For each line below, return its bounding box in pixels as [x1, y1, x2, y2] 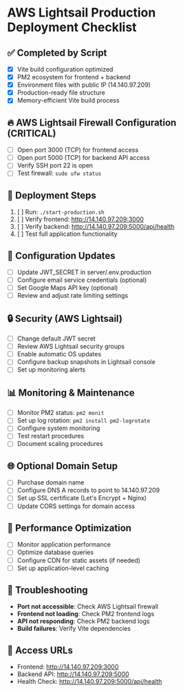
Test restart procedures [17, 432, 85, 440]
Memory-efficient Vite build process [17, 96, 120, 105]
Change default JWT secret [17, 334, 96, 343]
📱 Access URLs [7, 644, 74, 656]
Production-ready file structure [17, 88, 105, 97]
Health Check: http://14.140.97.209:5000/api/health [17, 678, 162, 686]
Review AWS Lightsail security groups [17, 343, 125, 351]
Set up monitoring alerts [17, 365, 86, 374]
